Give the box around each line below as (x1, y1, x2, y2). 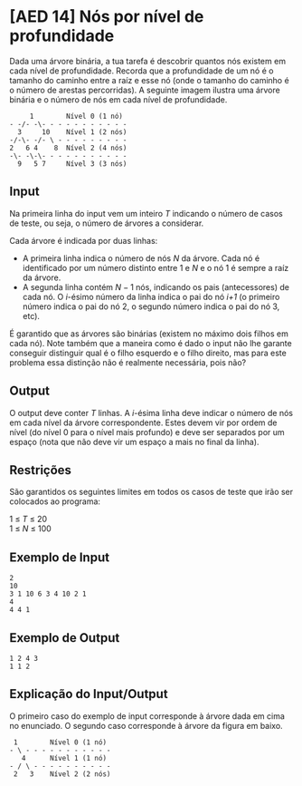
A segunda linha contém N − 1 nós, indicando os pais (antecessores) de (22, 281, 289, 292)
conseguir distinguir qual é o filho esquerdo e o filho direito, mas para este (9, 347, 287, 358)
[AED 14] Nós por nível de (9, 6, 204, 27)
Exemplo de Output (9, 630, 120, 645)
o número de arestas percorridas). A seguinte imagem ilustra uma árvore (9, 84, 280, 95)
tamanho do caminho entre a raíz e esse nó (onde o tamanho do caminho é (9, 74, 289, 85)
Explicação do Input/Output (9, 686, 169, 702)
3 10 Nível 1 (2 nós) (17, 127, 127, 137)
